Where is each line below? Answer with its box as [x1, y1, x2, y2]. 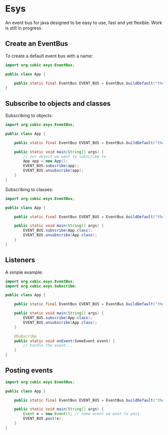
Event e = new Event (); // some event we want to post [23, 411, 140, 416]
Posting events [5, 366, 53, 375]
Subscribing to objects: [5, 112, 53, 118]
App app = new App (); [23, 159, 68, 164]
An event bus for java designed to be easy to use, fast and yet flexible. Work [5, 20, 162, 26]
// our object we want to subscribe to [23, 154, 106, 159]
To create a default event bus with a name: [5, 53, 93, 59]
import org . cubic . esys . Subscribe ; [5, 283, 77, 288]
